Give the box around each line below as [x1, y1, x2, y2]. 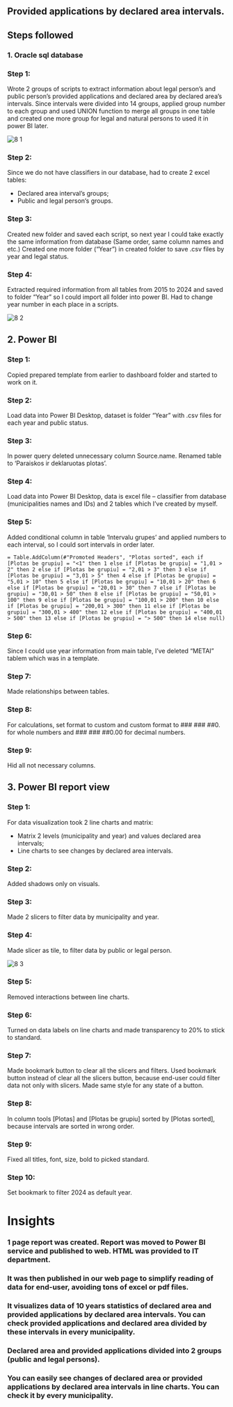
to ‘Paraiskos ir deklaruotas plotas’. [7, 459, 107, 467]
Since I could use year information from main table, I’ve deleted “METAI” [7, 647, 214, 655]
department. [7, 1255, 51, 1265]
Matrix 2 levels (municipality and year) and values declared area [17, 832, 202, 840]
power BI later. [7, 122, 49, 130]
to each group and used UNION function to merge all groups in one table [7, 107, 216, 115]
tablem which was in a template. [7, 654, 99, 662]
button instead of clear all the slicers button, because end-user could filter [7, 1074, 220, 1082]
